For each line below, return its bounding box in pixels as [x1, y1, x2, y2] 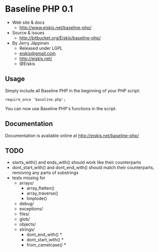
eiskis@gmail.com [19, 50, 56, 56]
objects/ [19, 221, 36, 227]
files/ [19, 211, 30, 217]
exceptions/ [19, 206, 43, 212]
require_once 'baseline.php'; [5, 97, 66, 102]
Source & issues [12, 30, 45, 35]
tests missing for [12, 175, 46, 181]
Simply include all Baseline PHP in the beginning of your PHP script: [5, 87, 141, 93]
